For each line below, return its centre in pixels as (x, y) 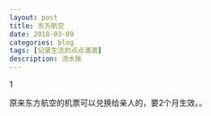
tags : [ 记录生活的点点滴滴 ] (56, 51)
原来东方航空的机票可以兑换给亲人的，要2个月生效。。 (108, 103)
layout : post (34, 17)
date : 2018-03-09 (42, 34)
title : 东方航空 (37, 26)
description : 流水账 (46, 59)
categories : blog (42, 42)
